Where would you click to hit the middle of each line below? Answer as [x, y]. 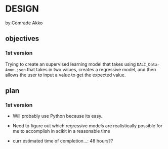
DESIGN [22, 9]
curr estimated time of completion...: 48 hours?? [63, 141]
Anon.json [16, 70]
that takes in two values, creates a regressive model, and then [92, 69]
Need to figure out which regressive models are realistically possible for [88, 126]
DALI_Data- [148, 64]
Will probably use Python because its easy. [57, 116]
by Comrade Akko [24, 23]
